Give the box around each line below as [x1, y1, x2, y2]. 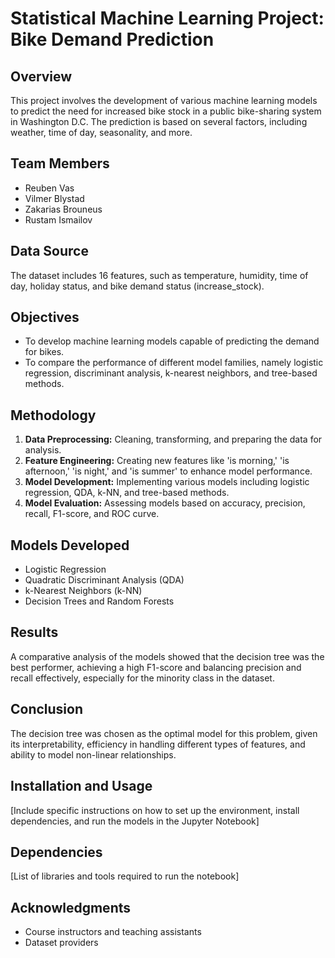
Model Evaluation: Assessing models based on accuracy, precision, [24, 497, 306, 509]
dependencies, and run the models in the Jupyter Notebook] [10, 815, 260, 827]
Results [10, 624, 59, 641]
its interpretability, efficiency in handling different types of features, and [10, 738, 306, 750]
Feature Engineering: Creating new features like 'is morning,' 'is [24, 455, 290, 467]
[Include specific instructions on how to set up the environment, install [10, 804, 300, 816]
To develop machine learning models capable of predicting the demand [24, 335, 320, 347]
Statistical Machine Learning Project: [10, 7, 325, 30]
